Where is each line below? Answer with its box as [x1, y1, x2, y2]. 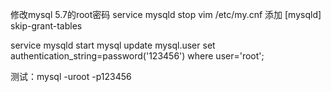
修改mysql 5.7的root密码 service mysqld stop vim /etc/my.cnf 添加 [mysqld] [10, 9, 322, 20]
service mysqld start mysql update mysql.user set [10, 39, 216, 51]
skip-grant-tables [10, 20, 83, 32]
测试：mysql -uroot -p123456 [10, 71, 132, 82]
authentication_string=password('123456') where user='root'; [10, 50, 265, 62]
